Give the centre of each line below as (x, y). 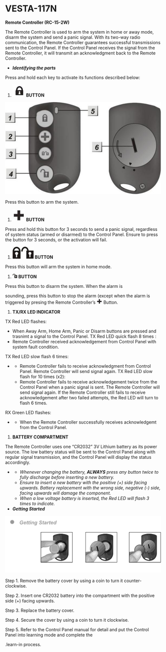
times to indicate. (37, 504)
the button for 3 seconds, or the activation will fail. (56, 240)
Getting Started (29, 509)
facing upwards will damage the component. (65, 493)
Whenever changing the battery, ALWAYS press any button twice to (89, 472)
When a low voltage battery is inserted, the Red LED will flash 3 (84, 498)
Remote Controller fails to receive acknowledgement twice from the (88, 382)
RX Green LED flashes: (28, 413)
